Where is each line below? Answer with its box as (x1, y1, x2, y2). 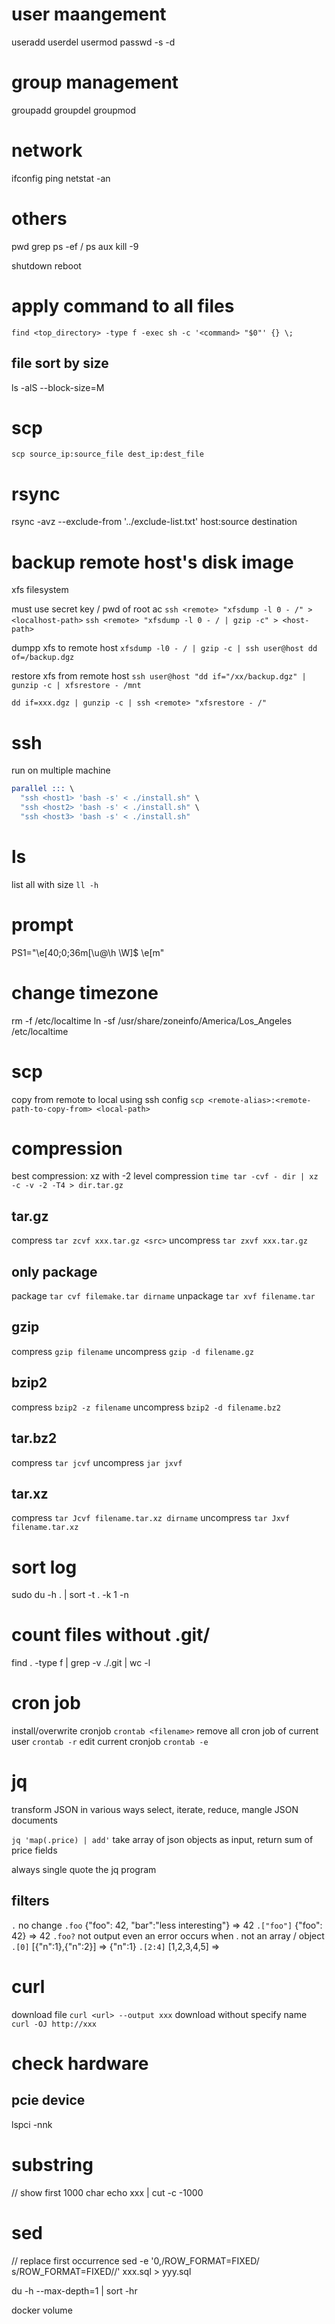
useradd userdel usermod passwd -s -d (11, 36, 176, 48)
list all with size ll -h (11, 878, 99, 890)
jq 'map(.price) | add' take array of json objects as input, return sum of (11, 1834, 314, 1846)
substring (11, 2154, 94, 2176)
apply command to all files (11, 294, 235, 317)
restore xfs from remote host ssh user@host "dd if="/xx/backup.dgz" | (11, 670, 307, 682)
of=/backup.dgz (11, 653, 75, 663)
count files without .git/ (11, 1624, 211, 1647)
